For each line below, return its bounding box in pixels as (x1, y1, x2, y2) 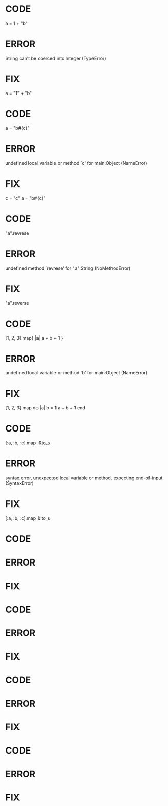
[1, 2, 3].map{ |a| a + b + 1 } (5, 335, 63, 341)
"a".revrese (5, 230, 29, 236)
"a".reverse (5, 300, 29, 306)
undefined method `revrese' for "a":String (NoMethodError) (5, 265, 131, 271)
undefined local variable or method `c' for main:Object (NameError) (5, 160, 147, 166)
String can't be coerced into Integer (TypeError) (5, 55, 106, 61)
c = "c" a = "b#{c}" (5, 195, 46, 201)
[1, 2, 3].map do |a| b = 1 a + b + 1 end (5, 405, 86, 411)
